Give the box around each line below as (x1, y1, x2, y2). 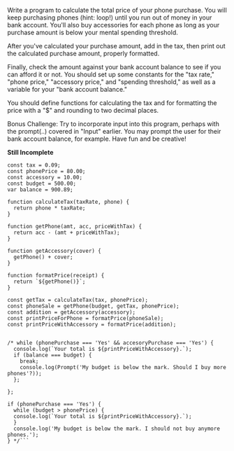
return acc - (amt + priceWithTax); (13, 229, 120, 236)
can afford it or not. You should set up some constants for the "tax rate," (7, 70, 215, 78)
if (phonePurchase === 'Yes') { (7, 401, 101, 408)
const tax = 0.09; (7, 162, 61, 169)
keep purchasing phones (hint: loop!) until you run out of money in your (7, 13, 212, 22)
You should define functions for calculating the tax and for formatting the (7, 99, 217, 107)
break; (20, 358, 39, 365)
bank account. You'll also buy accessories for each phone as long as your (7, 21, 220, 29)
